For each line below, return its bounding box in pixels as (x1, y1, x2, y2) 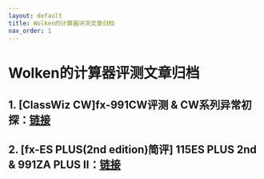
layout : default (8, 11, 62, 20)
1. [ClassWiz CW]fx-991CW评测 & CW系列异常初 (8, 98, 252, 112)
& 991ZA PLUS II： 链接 (8, 158, 122, 172)
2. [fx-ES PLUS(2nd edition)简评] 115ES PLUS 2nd (8, 143, 258, 157)
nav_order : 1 (8, 26, 52, 35)
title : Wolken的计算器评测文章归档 (8, 19, 114, 27)
